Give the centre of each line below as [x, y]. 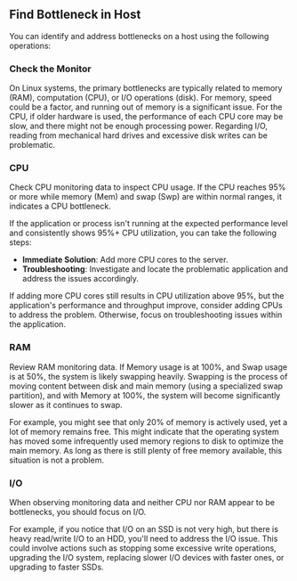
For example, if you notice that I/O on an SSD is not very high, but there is [144, 529]
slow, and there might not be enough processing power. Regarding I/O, [139, 126]
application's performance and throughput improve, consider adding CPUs [146, 306]
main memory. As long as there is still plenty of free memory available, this [146, 450]
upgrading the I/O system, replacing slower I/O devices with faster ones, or [147, 557]
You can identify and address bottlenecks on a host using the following [139, 36]
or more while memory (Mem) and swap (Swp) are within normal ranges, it [146, 197]
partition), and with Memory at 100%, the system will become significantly [145, 395]
